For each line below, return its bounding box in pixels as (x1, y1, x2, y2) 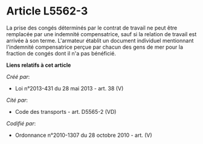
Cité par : (6, 96, 28, 104)
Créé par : (6, 73, 30, 80)
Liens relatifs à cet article (6, 61, 71, 69)
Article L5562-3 (6, 4, 88, 18)
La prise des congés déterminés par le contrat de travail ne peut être (6, 24, 178, 31)
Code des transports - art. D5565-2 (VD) (14, 108, 117, 115)
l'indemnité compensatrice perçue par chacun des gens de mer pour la (6, 43, 183, 51)
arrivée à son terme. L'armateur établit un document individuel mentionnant (6, 37, 194, 44)
